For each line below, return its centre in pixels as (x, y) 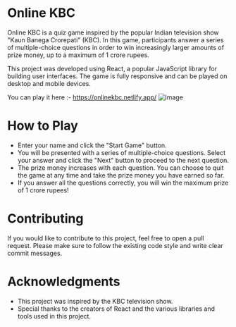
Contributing (45, 219)
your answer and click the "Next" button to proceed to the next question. (123, 160)
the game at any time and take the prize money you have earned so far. (121, 175)
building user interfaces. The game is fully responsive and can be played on (117, 76)
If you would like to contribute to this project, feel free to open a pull (106, 238)
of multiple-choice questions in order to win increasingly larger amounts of (116, 47)
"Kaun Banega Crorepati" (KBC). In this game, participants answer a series (116, 39)
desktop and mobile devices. (49, 83)
